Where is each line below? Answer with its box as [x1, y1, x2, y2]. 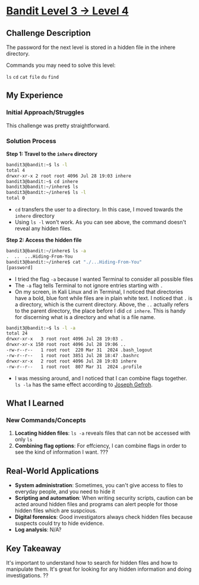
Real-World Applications [6, 466, 99, 476]
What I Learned [6, 398, 64, 408]
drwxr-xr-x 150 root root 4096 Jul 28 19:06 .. [6, 342, 127, 348]
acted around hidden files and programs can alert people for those [14, 501, 178, 508]
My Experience [6, 91, 64, 101]
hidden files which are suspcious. [14, 507, 97, 514]
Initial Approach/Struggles [6, 109, 84, 117]
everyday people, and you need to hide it [14, 488, 115, 496]
